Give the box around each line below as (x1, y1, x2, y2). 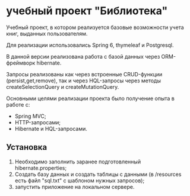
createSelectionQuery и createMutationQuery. (6, 83, 119, 90)
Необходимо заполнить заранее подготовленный (14, 158, 141, 165)
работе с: (6, 101, 30, 108)
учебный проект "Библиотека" (6, 4, 168, 18)
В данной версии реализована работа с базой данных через (6, 53, 160, 60)
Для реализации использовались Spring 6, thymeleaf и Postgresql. (6, 41, 174, 49)
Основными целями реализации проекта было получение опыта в (6, 95, 175, 102)
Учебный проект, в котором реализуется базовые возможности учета (6, 24, 184, 31)
